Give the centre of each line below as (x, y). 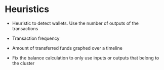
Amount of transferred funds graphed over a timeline (67, 48)
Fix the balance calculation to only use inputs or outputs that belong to (86, 58)
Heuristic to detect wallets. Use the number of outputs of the (75, 23)
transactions (25, 28)
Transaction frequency (36, 38)
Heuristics (27, 9)
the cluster (23, 63)
